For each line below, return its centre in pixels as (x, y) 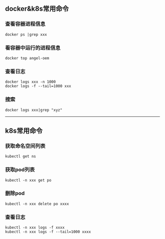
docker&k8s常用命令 (37, 9)
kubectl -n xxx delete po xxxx (37, 204)
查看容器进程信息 (25, 24)
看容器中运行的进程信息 (33, 48)
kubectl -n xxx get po (28, 180)
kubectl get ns (21, 157)
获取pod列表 (20, 170)
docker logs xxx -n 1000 (30, 82)
